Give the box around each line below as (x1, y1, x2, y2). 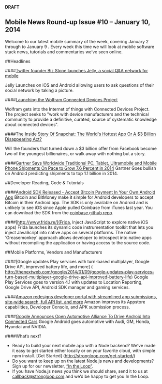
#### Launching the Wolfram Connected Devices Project (5, 96, 118, 102)
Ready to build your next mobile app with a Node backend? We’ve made (12, 342, 156, 348)
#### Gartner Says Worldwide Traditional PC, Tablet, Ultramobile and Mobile (5, 160, 157, 166)
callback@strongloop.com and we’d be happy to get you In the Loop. (12, 373, 149, 379)
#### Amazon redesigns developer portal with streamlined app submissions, (5, 293, 157, 300)
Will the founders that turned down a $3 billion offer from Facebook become (5, 145, 157, 151)
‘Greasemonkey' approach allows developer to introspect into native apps (5, 235, 152, 240)
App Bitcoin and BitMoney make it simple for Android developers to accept (5, 194, 154, 200)
